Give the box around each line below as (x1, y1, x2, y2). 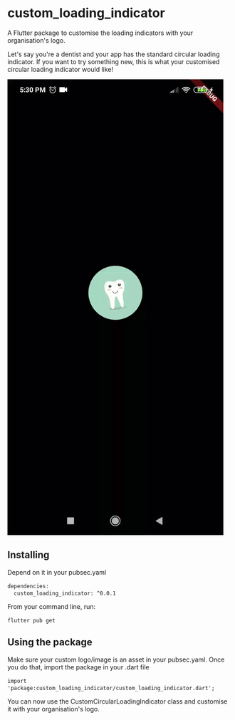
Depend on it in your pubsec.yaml (7, 568, 107, 576)
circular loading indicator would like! (7, 65, 114, 73)
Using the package (7, 636, 93, 649)
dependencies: (7, 583, 50, 590)
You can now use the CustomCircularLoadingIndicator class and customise (7, 696, 228, 706)
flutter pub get (7, 617, 56, 624)
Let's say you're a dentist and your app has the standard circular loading (7, 50, 220, 58)
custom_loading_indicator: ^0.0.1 (14, 590, 116, 597)
